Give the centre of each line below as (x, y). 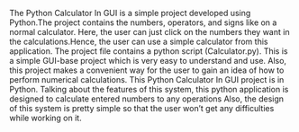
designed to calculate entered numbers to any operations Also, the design (147, 99)
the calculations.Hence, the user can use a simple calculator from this (139, 41)
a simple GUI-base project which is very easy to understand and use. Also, (148, 61)
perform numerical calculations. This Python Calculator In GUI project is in (147, 79)
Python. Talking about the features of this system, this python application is (149, 89)
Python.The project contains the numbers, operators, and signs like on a (143, 22)
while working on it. (46, 118)
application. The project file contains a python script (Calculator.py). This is (149, 51)
